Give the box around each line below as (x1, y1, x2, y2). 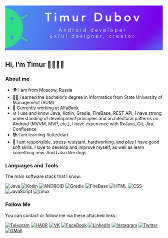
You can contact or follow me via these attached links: (5, 212, 117, 218)
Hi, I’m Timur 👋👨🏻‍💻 (5, 60, 65, 69)
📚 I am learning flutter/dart (12, 131, 69, 138)
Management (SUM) (12, 99, 54, 105)
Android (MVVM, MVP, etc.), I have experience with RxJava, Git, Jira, (12, 121, 155, 127)
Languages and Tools (5, 162, 58, 169)
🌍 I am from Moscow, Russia (12, 87, 72, 93)
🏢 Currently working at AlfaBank (12, 105, 79, 111)
